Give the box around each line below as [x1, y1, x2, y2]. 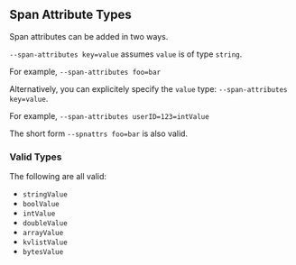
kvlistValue [22, 238, 68, 247]
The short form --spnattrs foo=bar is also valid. [9, 128, 188, 139]
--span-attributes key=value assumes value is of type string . [9, 49, 243, 59]
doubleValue [22, 219, 68, 228]
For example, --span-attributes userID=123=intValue [9, 110, 209, 121]
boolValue [22, 200, 60, 209]
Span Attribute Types [9, 7, 133, 23]
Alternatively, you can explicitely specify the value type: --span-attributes [9, 83, 288, 94]
